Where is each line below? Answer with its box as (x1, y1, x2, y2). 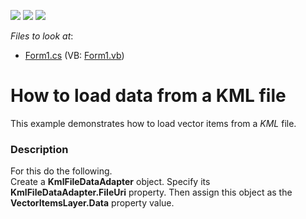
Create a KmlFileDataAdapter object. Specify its (10, 176, 211, 188)
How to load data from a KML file (10, 85, 287, 107)
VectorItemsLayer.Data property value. (10, 197, 175, 209)
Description (10, 142, 69, 156)
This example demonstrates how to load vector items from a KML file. (10, 117, 297, 129)
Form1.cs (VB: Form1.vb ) (24, 50, 125, 61)
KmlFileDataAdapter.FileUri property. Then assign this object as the (10, 186, 293, 199)
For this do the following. (10, 165, 113, 177)
